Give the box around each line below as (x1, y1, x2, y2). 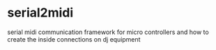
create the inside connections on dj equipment (7, 35, 141, 43)
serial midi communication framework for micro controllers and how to (7, 28, 209, 36)
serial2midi (7, 5, 74, 21)
